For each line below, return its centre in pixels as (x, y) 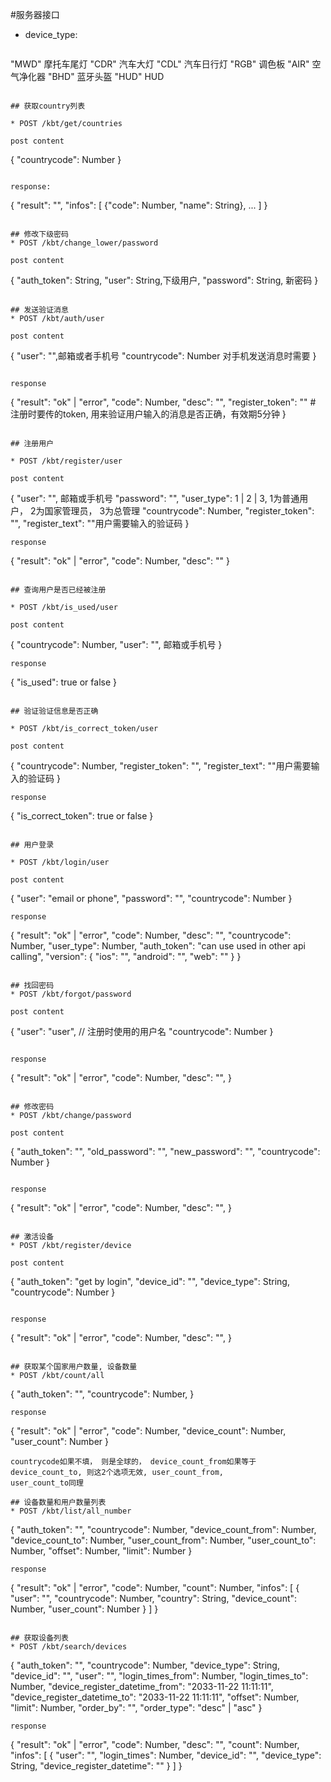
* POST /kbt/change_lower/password (84, 243)
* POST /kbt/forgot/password (71, 994)
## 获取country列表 (48, 106)
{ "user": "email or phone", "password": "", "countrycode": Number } (151, 898)
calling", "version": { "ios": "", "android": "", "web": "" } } (126, 956)
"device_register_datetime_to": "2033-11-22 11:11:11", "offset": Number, (155, 1697)
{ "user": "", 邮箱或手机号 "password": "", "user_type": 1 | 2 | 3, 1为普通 (155, 498)
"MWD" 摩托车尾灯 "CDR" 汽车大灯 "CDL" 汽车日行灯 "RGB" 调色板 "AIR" (160, 64)
